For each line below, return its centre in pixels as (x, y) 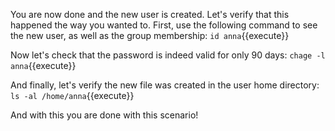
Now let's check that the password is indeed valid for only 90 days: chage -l (168, 55)
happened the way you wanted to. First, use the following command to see (164, 25)
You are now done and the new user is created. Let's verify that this (150, 14)
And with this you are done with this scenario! (104, 115)
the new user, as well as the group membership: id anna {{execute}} (150, 35)
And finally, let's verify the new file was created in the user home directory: (165, 85)
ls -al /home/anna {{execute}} (72, 95)
